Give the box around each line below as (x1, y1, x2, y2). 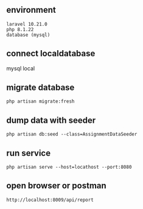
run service (6, 148, 51, 158)
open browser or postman (6, 180, 106, 191)
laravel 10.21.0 (6, 21, 47, 27)
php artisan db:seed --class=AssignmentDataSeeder (6, 131, 138, 137)
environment (6, 5, 56, 15)
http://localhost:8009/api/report (6, 197, 94, 203)
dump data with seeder (6, 115, 96, 125)
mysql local (6, 64, 35, 72)
